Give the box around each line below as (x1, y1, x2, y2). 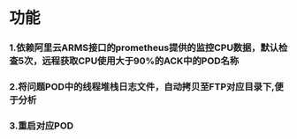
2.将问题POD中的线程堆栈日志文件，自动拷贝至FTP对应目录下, (9, 81, 275, 93)
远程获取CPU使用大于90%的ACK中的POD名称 (42, 55, 240, 67)
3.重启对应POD (9, 120, 74, 132)
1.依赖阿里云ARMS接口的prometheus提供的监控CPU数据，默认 (9, 41, 279, 54)
